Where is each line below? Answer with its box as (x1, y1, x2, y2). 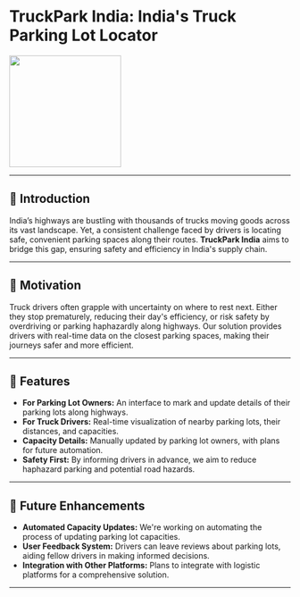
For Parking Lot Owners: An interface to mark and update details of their (21, 398, 291, 408)
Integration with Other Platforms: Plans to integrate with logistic (21, 560, 261, 571)
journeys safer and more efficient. (9, 340, 134, 350)
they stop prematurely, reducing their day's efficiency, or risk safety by (9, 311, 270, 322)
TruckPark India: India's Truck (9, 6, 237, 27)
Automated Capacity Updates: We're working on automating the (21, 522, 262, 533)
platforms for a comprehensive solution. (21, 569, 170, 580)
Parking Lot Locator (9, 25, 158, 46)
